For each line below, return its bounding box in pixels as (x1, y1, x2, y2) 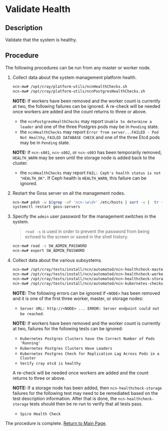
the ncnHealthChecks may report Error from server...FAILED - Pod (20, 129, 159, 135)
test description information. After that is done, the (12, 395, 117, 401)
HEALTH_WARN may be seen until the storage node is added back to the (12, 155, 155, 161)
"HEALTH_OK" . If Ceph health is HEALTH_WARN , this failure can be (20, 175, 147, 181)
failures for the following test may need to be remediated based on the (12, 390, 158, 396)
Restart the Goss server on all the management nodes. (12, 190, 125, 196)
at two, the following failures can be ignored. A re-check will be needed (12, 103, 160, 109)
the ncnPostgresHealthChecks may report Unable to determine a (20, 118, 152, 124)
